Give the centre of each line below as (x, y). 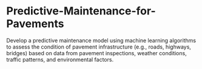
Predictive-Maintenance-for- (81, 11)
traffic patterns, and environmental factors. (60, 59)
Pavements (35, 24)
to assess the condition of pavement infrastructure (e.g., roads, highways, (99, 47)
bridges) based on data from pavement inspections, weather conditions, (96, 53)
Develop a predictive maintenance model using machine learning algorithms (101, 40)
